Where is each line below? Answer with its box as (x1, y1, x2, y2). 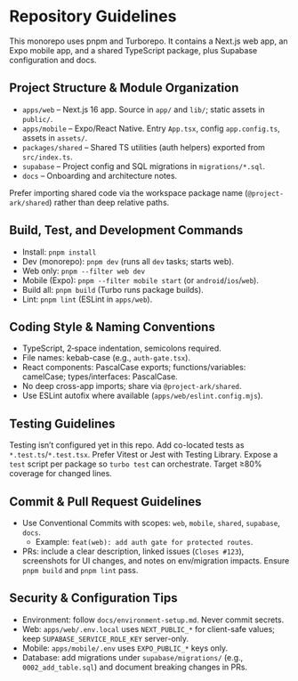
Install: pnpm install (21, 247, 97, 257)
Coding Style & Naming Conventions (9, 319, 215, 335)
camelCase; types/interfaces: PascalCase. (21, 371, 178, 382)
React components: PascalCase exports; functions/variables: (21, 362, 246, 373)
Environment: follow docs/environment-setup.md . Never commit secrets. (21, 614, 285, 625)
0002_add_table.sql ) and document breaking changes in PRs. (21, 661, 247, 672)
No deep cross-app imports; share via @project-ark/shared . (21, 381, 242, 392)
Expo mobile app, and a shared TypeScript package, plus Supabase (9, 45, 258, 55)
